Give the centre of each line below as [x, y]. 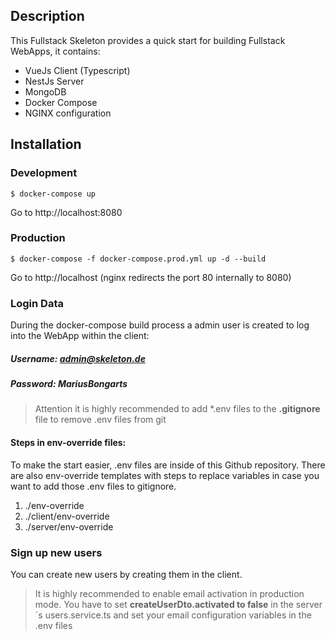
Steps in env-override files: [68, 443]
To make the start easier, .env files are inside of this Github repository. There [168, 465]
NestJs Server [54, 81]
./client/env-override [67, 516]
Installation [46, 144]
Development [44, 173]
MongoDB [45, 91]
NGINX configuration [68, 113]
